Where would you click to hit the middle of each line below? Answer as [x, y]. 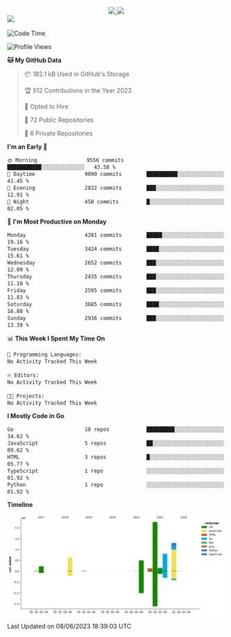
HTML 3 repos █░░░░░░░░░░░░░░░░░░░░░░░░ [116, 457]
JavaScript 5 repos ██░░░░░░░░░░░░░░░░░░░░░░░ [116, 443]
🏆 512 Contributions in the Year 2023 [78, 90]
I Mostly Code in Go [36, 416]
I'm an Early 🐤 [27, 147]
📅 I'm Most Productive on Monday [57, 222]
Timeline [20, 504]
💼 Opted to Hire [46, 106]
